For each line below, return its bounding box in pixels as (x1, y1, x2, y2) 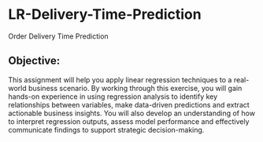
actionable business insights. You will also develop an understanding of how (8, 108, 256, 118)
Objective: (8, 54, 61, 67)
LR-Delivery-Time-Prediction (8, 5, 202, 24)
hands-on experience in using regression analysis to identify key (8, 92, 218, 101)
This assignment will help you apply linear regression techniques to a (8, 75, 232, 84)
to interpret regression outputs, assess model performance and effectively (8, 116, 250, 126)
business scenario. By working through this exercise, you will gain (28, 83, 243, 93)
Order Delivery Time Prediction (8, 31, 109, 41)
